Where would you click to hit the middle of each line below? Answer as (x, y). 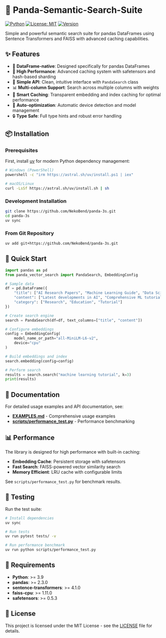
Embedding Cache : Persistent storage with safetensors (69, 461)
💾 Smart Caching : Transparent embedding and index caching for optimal (86, 94)
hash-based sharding (34, 77)
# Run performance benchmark (35, 545)
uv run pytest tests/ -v (31, 536)
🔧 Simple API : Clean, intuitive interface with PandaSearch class (75, 82)
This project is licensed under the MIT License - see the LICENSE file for (79, 626)
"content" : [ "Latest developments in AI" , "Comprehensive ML (78, 298)
